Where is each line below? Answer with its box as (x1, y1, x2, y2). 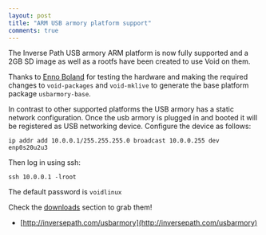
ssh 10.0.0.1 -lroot (8, 173, 77, 182)
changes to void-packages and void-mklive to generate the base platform (8, 80, 249, 90)
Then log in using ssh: (8, 158, 81, 167)
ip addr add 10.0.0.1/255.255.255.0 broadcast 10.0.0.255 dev (8, 137, 220, 145)
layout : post (8, 11, 52, 20)
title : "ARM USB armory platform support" (8, 19, 152, 27)
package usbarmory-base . (8, 89, 92, 99)
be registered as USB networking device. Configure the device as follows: (8, 121, 252, 131)
